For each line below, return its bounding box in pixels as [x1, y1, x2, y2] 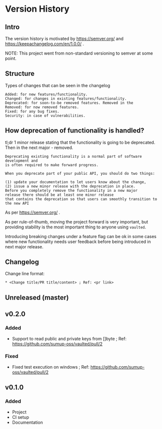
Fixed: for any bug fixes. [5, 109, 60, 114]
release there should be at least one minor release [5, 192, 114, 197]
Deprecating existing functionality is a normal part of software [5, 154, 142, 159]
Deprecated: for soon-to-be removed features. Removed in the [5, 100, 133, 105]
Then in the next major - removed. [5, 145, 74, 150]
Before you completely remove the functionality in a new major [5, 188, 138, 193]
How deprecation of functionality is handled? [5, 127, 145, 135]
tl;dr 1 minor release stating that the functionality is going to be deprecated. [5, 139, 155, 145]
